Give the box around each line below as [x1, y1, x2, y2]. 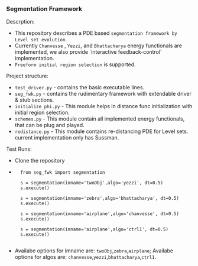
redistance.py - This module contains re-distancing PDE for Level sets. [14, 128, 189, 135]
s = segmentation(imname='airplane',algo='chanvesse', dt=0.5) [20, 211, 179, 217]
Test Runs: [6, 145, 32, 153]
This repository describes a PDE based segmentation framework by [14, 30, 177, 37]
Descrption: [6, 18, 35, 25]
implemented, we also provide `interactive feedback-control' [14, 48, 162, 56]
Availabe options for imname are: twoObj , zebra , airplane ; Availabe [14, 247, 174, 254]
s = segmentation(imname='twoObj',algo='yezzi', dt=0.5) [20, 180, 164, 186]
